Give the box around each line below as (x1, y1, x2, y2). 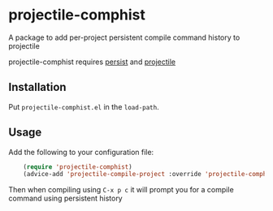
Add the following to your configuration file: (8, 147, 154, 157)
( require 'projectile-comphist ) (23, 162, 132, 171)
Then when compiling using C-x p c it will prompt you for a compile (8, 185, 234, 195)
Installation (8, 80, 67, 94)
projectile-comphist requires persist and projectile (8, 57, 176, 67)
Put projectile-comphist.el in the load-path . (8, 101, 160, 111)
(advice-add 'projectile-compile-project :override (23, 170, 201, 179)
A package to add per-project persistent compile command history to (8, 32, 240, 42)
